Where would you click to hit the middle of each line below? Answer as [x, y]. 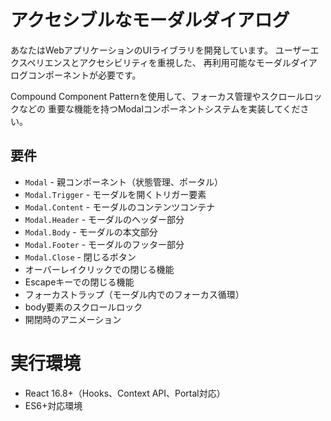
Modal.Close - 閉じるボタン [80, 257]
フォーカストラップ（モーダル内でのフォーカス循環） [134, 294]
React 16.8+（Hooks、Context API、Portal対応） [125, 393]
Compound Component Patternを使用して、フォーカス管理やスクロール [157, 96]
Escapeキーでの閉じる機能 [79, 282]
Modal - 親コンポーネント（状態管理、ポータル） [123, 182]
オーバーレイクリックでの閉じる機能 [99, 269]
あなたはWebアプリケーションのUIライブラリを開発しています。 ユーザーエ [165, 50]
